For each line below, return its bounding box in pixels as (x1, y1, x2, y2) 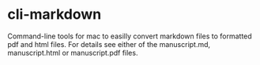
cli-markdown (7, 5, 102, 23)
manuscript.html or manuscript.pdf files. (7, 48, 138, 57)
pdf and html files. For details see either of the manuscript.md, (7, 39, 211, 49)
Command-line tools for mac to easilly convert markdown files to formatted (7, 31, 252, 41)
